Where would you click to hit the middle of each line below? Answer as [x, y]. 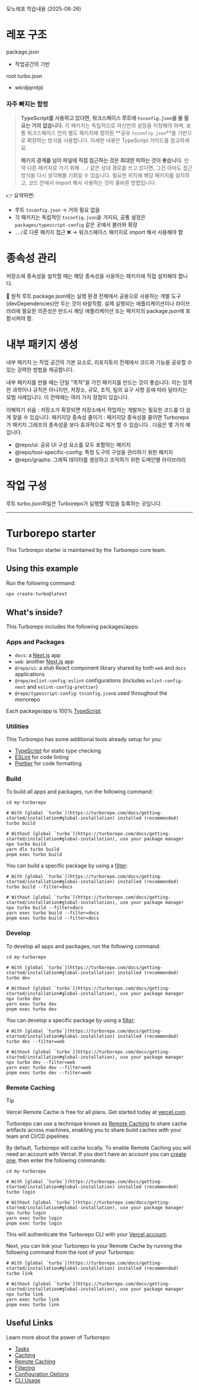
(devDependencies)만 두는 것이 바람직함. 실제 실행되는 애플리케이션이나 [90, 304]
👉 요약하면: [20, 196]
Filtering [25, 1367]
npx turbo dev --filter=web [41, 1062]
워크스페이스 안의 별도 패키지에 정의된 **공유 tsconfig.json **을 [102, 133]
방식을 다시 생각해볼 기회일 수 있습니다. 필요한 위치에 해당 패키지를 [97, 175]
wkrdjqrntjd [29, 87]
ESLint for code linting [42, 757]
